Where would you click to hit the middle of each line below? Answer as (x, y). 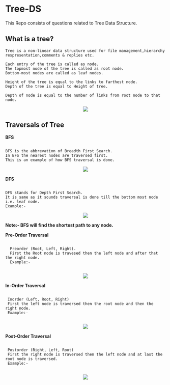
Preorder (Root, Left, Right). (43, 249)
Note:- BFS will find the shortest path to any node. (59, 225)
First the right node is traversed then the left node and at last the (85, 354)
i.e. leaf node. (22, 202)
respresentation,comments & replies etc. (50, 55)
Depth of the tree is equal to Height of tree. (57, 86)
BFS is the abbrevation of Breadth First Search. (59, 151)
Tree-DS (23, 9)
